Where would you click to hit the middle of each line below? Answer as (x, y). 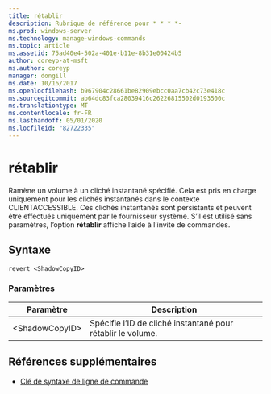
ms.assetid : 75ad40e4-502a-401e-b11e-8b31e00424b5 (95, 53)
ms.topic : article (39, 46)
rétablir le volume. (124, 333)
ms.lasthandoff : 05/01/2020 (56, 121)
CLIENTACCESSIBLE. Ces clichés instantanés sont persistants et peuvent (130, 207)
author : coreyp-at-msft (48, 61)
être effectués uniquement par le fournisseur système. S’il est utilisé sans (130, 216)
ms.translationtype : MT (48, 106)
